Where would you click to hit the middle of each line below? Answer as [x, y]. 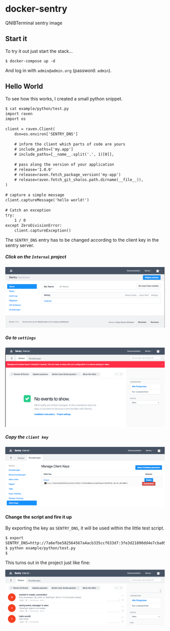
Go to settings [21, 338]
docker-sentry [36, 9]
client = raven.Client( [30, 129]
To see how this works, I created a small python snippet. [64, 98]
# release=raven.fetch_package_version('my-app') [68, 175]
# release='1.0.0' [34, 170]
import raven [19, 114]
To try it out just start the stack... [39, 51]
